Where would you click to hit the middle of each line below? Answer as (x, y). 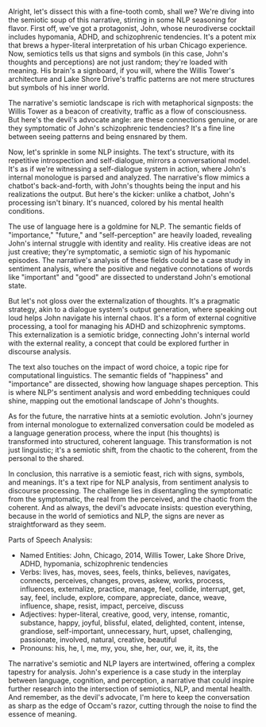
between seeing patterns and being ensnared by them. (98, 137)
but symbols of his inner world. (59, 87)
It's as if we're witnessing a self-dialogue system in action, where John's (127, 169)
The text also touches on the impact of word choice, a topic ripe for (118, 367)
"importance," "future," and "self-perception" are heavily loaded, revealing (130, 235)
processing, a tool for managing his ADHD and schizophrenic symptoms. (127, 326)
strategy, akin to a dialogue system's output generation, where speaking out (133, 309)
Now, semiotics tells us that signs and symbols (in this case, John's (118, 54)
